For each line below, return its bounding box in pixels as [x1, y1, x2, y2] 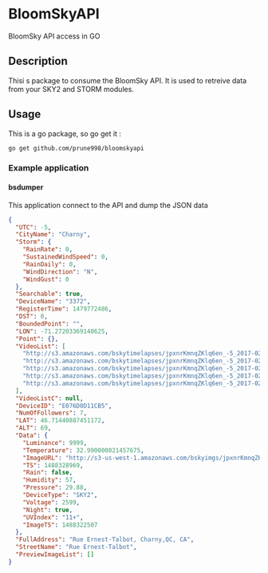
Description [8, 54, 68, 68]
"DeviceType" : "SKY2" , [22, 491, 98, 499]
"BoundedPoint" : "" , [15, 319, 84, 328]
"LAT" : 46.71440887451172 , [15, 417, 105, 425]
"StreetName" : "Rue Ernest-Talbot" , [15, 543, 137, 551]
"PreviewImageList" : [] [15, 551, 94, 559]
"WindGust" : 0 [22, 275, 69, 283]
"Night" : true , [22, 506, 73, 514]
